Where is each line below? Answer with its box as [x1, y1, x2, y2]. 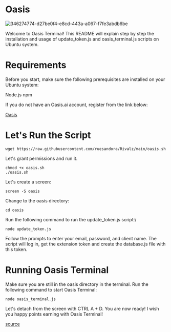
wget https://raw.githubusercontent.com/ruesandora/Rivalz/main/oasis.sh [5, 146, 166, 152]
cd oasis [5, 208, 24, 213]
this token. [5, 246, 28, 252]
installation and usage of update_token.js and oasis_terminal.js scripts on [5, 36, 159, 42]
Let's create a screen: [5, 178, 51, 185]
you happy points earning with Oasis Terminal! [5, 311, 103, 317]
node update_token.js [5, 226, 52, 232]
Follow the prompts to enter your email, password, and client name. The [5, 235, 157, 241]
